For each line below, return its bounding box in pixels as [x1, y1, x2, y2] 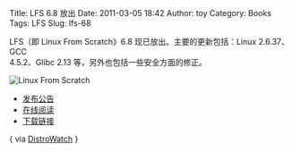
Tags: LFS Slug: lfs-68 [9, 18, 91, 29]
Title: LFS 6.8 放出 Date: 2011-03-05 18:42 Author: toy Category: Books [9, 8, 271, 18]
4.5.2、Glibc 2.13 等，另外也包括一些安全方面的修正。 [9, 57, 208, 67]
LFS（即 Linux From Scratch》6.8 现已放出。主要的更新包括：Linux [9, 37, 257, 46]
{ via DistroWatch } [9, 133, 79, 144]
